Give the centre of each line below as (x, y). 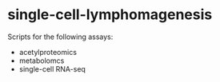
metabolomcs (42, 61)
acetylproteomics (48, 52)
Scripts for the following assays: (60, 37)
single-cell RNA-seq (52, 68)
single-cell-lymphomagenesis (110, 15)
